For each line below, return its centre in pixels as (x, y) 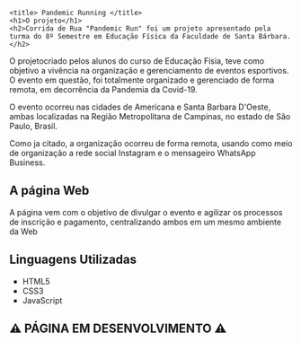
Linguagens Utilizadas (73, 260)
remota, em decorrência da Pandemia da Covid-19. (103, 89)
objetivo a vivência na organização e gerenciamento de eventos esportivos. (149, 70)
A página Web (49, 191)
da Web (24, 231)
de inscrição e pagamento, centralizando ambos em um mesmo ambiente (145, 222)
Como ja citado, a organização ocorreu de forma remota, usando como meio (151, 143)
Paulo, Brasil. (34, 126)
